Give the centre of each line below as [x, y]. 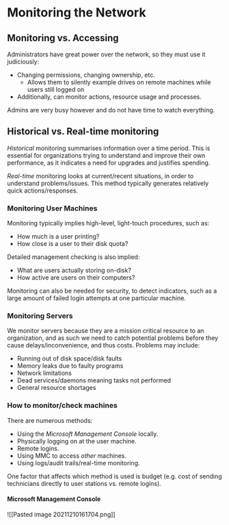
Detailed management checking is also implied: [73, 257]
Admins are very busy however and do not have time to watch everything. [111, 110]
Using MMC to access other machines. [71, 455]
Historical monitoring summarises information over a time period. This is [109, 148]
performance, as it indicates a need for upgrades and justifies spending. [109, 162]
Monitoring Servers [40, 316]
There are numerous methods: [50, 420]
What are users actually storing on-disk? [74, 270]
